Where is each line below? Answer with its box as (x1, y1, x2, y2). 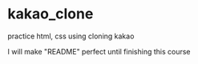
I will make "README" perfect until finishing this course (7, 46, 191, 56)
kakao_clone (7, 5, 94, 23)
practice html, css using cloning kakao (7, 31, 135, 41)
